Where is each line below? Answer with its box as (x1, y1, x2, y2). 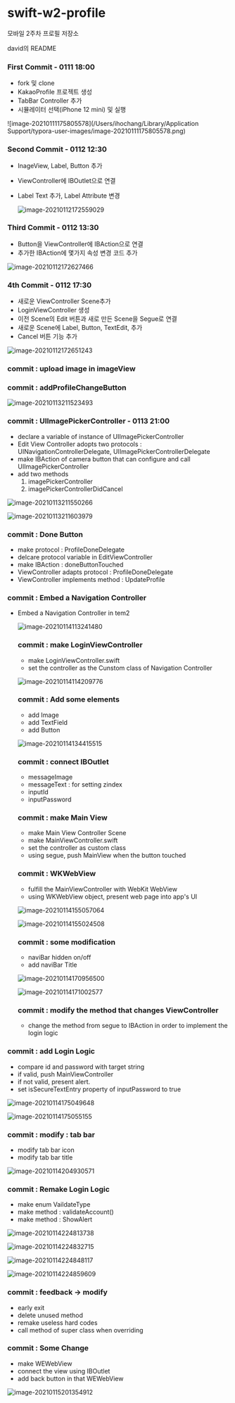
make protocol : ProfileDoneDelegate (17, 545, 125, 554)
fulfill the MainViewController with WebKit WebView (27, 884, 178, 893)
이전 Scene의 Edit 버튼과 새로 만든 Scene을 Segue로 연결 (17, 315, 177, 323)
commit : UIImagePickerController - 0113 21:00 (7, 417, 170, 426)
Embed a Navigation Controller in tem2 (17, 609, 130, 617)
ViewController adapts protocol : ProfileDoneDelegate (17, 568, 174, 576)
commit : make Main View (17, 813, 108, 823)
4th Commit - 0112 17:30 (7, 280, 92, 290)
